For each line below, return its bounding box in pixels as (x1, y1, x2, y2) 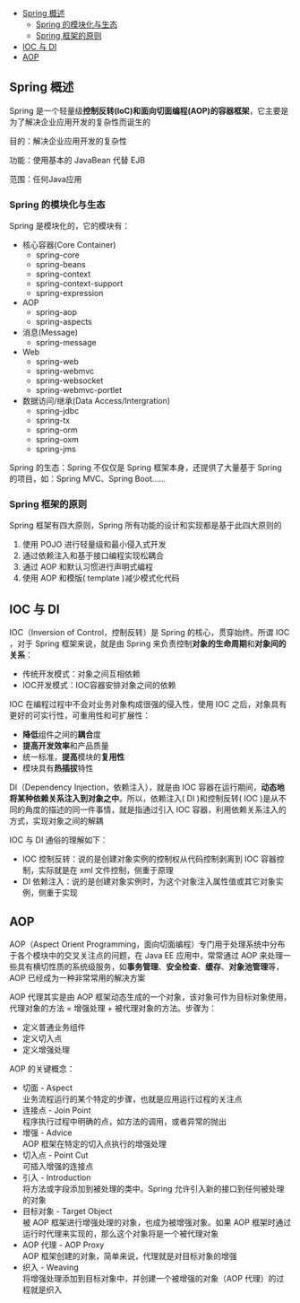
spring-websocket (35, 375, 104, 386)
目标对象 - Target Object (21, 1206, 113, 1217)
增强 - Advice (21, 1127, 73, 1138)
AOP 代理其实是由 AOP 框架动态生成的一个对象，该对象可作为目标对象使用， (9, 992, 292, 1002)
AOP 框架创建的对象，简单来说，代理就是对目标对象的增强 (21, 1251, 237, 1262)
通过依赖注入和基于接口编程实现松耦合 (21, 550, 164, 561)
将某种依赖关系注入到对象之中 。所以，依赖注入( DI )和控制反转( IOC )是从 (9, 793, 279, 804)
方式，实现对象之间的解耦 (9, 816, 104, 826)
